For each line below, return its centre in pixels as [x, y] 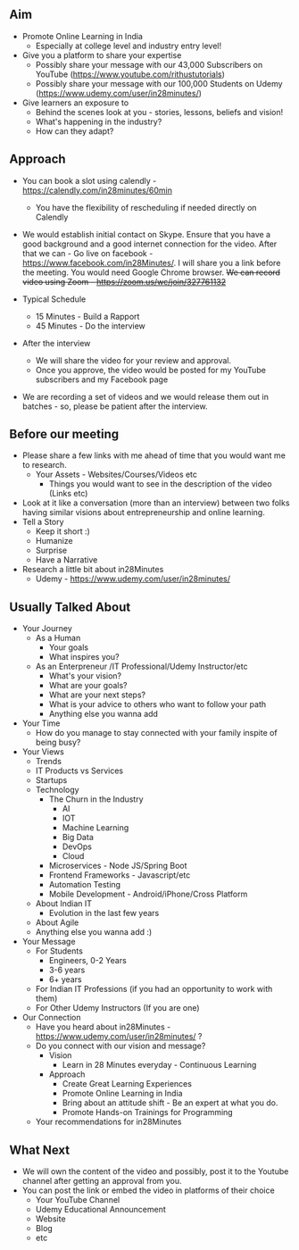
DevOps [77, 846]
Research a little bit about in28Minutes [93, 570]
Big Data [78, 837]
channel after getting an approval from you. [102, 1181]
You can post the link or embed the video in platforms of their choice [148, 1190]
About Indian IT [63, 904]
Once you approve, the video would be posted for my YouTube [150, 370]
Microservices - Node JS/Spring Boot [118, 866]
